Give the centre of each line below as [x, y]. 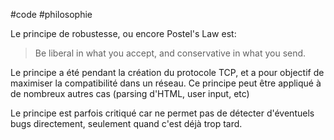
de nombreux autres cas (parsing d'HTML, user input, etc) [130, 93]
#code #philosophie [51, 14]
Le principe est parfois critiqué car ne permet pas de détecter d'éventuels [162, 113]
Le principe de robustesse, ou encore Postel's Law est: [123, 33]
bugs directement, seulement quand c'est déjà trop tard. [126, 123]
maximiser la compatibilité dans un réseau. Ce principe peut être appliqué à [166, 83]
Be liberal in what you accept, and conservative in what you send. [170, 53]
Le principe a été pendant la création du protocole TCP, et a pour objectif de [167, 72]
